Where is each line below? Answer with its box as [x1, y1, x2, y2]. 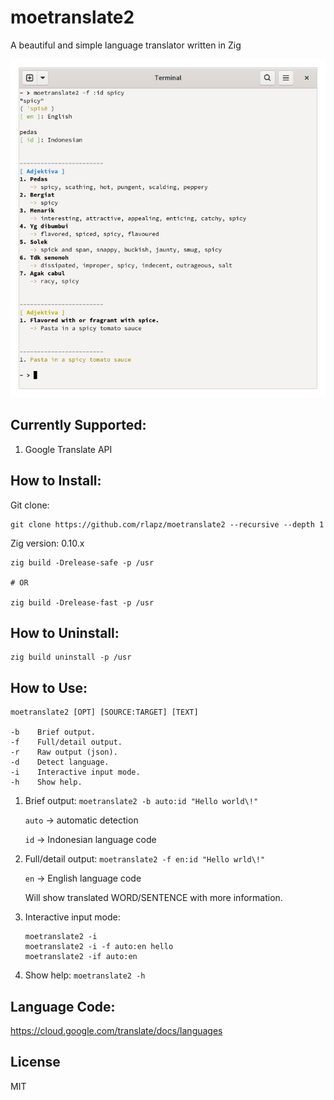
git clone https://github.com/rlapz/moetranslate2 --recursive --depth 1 [10, 519, 325, 530]
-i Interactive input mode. [10, 767, 141, 778]
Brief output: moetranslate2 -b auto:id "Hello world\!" [24, 795, 259, 807]
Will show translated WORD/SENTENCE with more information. [24, 892, 283, 904]
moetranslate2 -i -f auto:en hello [24, 942, 174, 952]
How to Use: [10, 679, 88, 696]
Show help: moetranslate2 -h [24, 969, 146, 981]
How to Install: [10, 472, 102, 490]
